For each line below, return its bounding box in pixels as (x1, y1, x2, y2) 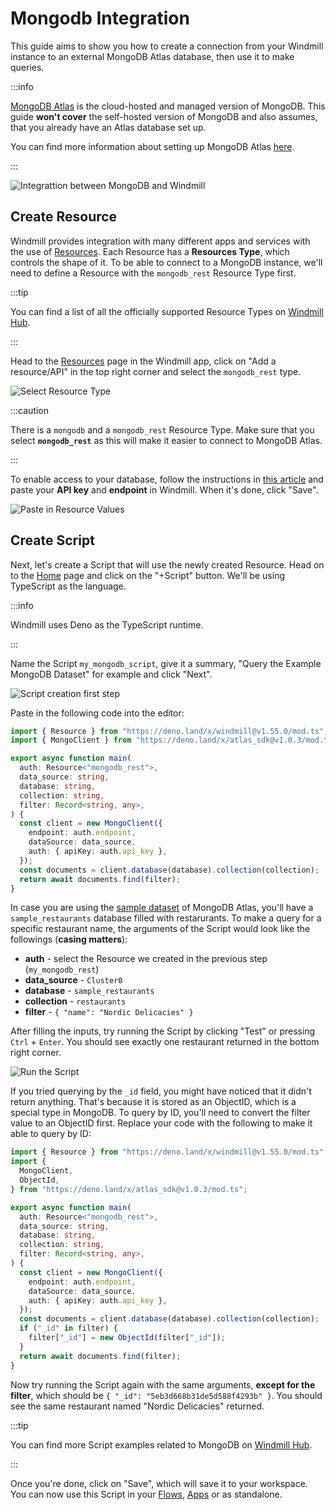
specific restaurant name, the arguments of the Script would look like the (10, 923, 311, 935)
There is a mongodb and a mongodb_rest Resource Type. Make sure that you (10, 423, 315, 436)
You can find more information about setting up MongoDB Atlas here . (10, 140, 295, 152)
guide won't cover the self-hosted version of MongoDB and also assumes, (10, 110, 318, 122)
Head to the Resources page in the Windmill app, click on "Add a (10, 355, 277, 367)
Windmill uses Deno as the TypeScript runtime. (10, 618, 204, 631)
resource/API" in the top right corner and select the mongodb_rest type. (10, 365, 302, 377)
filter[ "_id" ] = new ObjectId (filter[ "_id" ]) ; (28, 1333, 226, 1343)
